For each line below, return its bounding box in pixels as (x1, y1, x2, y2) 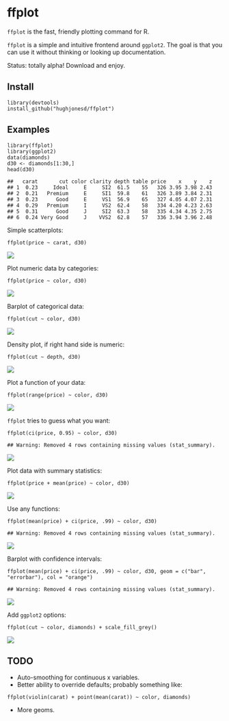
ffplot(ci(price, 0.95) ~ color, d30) (7, 429, 118, 436)
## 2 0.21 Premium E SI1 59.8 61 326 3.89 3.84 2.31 (7, 190, 213, 197)
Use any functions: (7, 505, 60, 513)
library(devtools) (7, 99, 59, 106)
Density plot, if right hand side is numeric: (7, 340, 125, 349)
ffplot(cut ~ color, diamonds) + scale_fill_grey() (7, 624, 157, 631)
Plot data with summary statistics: (7, 466, 103, 475)
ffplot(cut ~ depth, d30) (7, 353, 81, 360)
